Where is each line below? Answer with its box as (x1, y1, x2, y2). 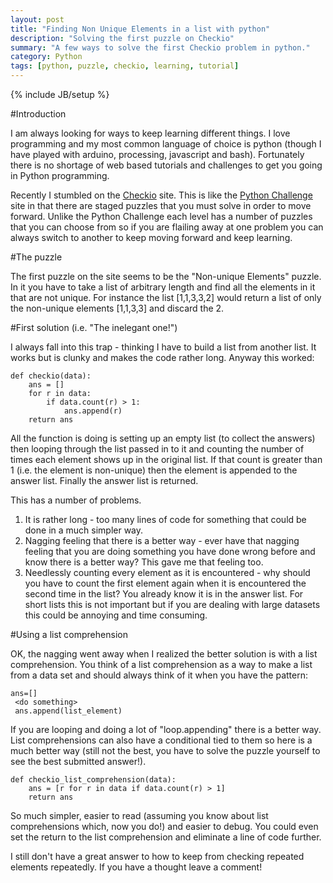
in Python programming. (10, 170, 110, 181)
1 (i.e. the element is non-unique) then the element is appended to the (10, 464, 298, 476)
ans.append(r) (63, 406, 123, 416)
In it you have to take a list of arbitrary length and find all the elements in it (10, 281, 316, 293)
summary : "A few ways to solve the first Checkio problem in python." (10, 42, 311, 53)
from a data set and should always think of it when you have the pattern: (10, 669, 309, 681)
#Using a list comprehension (10, 629, 128, 640)
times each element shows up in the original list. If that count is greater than (10, 454, 323, 465)
